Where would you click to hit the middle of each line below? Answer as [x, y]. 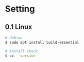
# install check [21, 51]
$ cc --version [20, 56]
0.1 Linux [19, 27]
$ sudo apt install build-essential [42, 42]
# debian [14, 38]
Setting [20, 9]
